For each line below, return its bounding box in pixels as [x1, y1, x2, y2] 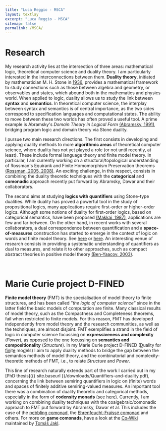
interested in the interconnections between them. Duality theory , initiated [5, 74, 156, 80]
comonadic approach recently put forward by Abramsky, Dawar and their [5, 179, 155, 185]
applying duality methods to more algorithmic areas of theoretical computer [5, 142, 161, 148]
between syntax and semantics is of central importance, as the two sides [5, 106, 155, 112]
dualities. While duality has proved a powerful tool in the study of [5, 199, 138, 205]
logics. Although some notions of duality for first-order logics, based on [5, 209, 152, 215]
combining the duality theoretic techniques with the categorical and [5, 173, 144, 179]
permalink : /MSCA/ [5, 26, 43, 31]
